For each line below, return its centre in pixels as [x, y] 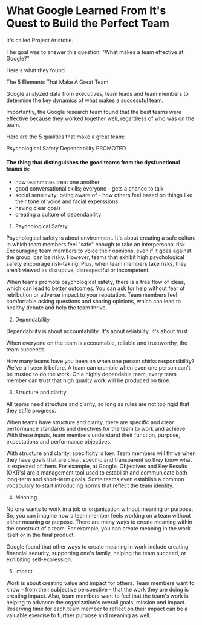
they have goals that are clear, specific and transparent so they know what [99, 460]
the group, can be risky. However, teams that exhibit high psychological [95, 257]
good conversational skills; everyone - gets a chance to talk [90, 189]
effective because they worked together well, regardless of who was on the [100, 118]
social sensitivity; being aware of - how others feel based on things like [104, 195]
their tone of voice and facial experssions [67, 201]
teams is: [18, 169]
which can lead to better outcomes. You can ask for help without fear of [96, 288]
